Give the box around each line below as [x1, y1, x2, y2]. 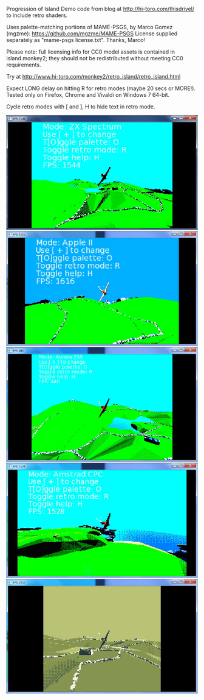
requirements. [6, 61, 41, 68]
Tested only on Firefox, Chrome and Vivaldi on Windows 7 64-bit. [6, 91, 170, 98]
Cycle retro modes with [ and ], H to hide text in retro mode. [6, 103, 155, 110]
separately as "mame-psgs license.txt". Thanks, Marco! [6, 37, 146, 43]
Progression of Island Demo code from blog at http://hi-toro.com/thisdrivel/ [6, 5, 195, 12]
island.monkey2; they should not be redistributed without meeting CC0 [6, 55, 183, 62]
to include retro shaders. [6, 12, 68, 19]
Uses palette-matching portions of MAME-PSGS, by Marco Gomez [6, 24, 173, 30]
